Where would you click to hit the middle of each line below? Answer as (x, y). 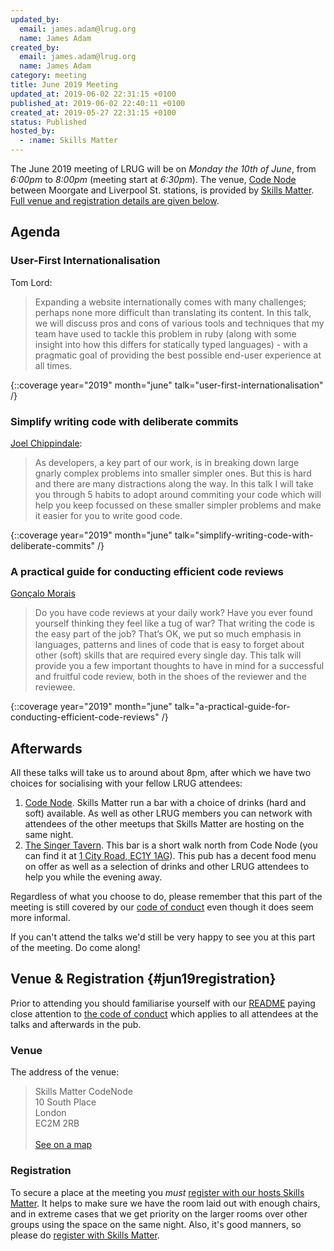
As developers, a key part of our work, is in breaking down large (167, 462)
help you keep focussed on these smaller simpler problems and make (178, 505)
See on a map (63, 1145)
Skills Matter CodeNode (83, 1092)
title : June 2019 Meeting (64, 85)
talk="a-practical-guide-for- (232, 707)
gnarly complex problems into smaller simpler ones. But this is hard (173, 473)
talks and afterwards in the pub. (76, 1024)
